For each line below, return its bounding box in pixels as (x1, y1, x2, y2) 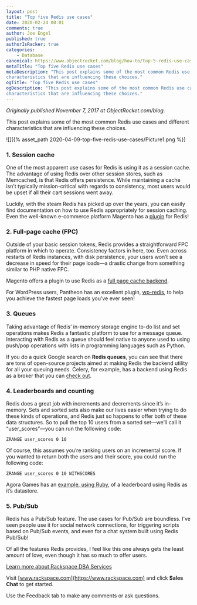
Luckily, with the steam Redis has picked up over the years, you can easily (6, 201, 186, 208)
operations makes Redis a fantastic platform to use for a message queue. (6, 329, 183, 336)
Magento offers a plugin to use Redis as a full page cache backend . (6, 277, 169, 284)
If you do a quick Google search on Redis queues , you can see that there (6, 353, 183, 360)
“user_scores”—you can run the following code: (6, 425, 122, 432)
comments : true (6, 25, 43, 31)
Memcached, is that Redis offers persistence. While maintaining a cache (6, 177, 181, 184)
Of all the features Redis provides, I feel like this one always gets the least (6, 546, 184, 553)
